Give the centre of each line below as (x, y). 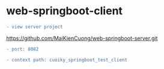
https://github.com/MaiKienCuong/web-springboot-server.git (82, 38)
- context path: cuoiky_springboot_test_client (67, 60)
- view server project (35, 27)
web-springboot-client (65, 11)
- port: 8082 (23, 49)
